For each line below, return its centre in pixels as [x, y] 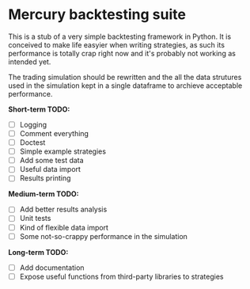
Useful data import [50, 169]
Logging [33, 124]
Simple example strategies [63, 151]
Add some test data [52, 161]
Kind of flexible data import [64, 227]
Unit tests [35, 219]
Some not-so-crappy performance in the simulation [104, 236]
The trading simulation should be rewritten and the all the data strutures [125, 77]
